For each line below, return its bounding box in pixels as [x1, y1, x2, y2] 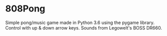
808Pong [5, 3, 46, 14]
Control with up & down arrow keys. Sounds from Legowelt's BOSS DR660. [5, 24, 162, 30]
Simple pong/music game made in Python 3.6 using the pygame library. [5, 19, 155, 25]
